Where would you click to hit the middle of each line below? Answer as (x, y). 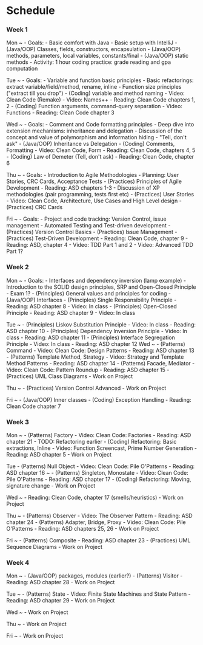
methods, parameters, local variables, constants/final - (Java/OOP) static (98, 56)
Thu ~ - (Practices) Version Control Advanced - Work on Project (86, 388)
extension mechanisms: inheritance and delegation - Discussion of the (94, 131)
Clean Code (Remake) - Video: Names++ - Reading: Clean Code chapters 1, (101, 100)
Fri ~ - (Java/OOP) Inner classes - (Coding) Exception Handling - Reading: (99, 399)
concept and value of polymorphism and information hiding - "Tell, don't (96, 137)
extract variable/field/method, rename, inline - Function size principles (94, 87)
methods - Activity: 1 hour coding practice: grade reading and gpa (89, 62)
